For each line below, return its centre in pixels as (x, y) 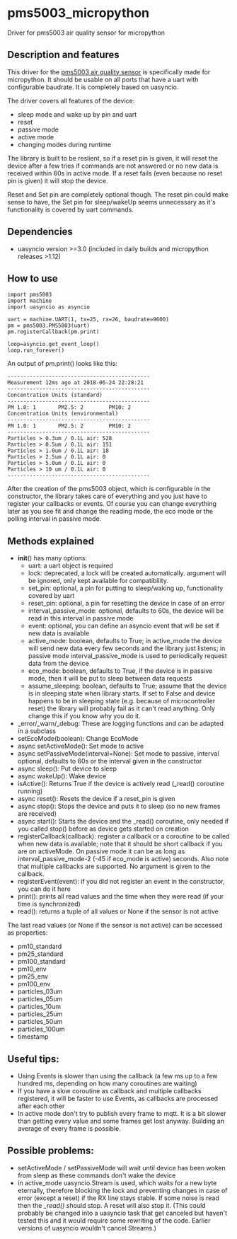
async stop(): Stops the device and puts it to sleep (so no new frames (119, 806)
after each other (41, 1106)
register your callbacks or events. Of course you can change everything (112, 504)
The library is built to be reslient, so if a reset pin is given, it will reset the (112, 158)
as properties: (28, 933)
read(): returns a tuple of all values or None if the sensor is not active (118, 911)
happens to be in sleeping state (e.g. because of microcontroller (122, 701)
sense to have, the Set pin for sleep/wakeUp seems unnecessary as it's (111, 202)
